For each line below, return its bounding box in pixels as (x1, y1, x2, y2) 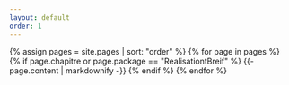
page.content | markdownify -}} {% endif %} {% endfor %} (9, 64, 227, 76)
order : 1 (9, 21, 42, 30)
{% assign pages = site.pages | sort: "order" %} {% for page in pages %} (9, 46, 280, 56)
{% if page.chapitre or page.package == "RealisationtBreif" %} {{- (9, 55, 254, 66)
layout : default (9, 13, 70, 22)
